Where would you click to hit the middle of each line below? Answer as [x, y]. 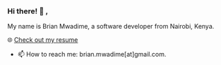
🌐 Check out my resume [43, 40]
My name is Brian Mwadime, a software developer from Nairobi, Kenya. [111, 27]
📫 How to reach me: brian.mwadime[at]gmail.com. [92, 55]
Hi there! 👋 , [28, 11]
